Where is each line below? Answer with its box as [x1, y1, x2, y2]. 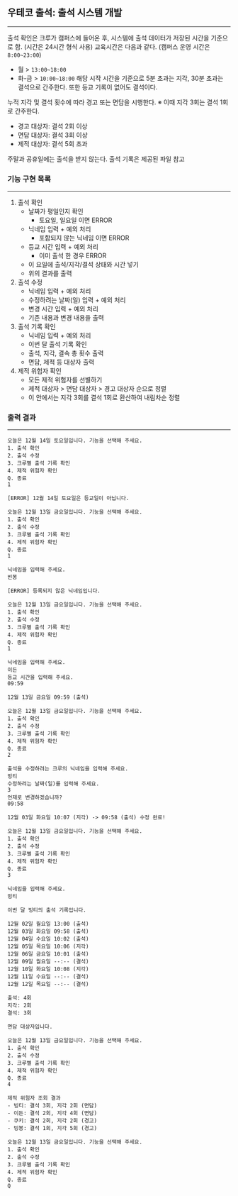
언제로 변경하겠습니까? [7, 794, 62, 802]
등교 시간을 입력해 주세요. [7, 674, 74, 681]
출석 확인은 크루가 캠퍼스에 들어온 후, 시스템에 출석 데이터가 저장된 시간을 [7, 33, 210, 42]
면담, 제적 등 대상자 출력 [28, 358, 95, 367]
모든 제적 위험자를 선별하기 [28, 375, 103, 384]
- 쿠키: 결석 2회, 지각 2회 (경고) [7, 1117, 98, 1124]
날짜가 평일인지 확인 [28, 207, 84, 216]
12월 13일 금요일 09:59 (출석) [7, 694, 89, 701]
